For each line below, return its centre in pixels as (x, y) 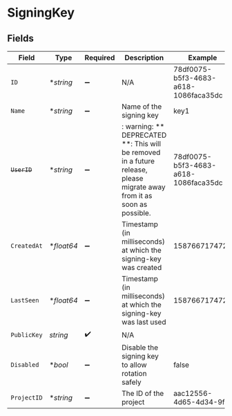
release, (135, 170)
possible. (136, 213)
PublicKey (27, 335)
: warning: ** (143, 126)
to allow (134, 365)
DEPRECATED (144, 135)
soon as (135, 204)
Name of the (142, 107)
